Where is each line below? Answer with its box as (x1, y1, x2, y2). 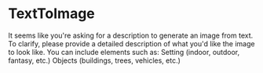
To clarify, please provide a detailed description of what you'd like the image (8, 38, 255, 48)
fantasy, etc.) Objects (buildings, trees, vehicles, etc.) (8, 56, 181, 65)
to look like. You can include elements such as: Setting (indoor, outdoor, (8, 47, 240, 57)
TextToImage (8, 5, 96, 23)
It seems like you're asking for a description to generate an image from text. (8, 31, 254, 40)
